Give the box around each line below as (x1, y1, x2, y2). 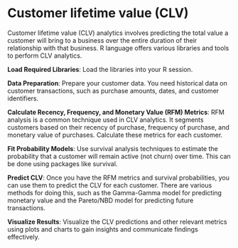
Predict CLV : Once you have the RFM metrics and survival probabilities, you (7, 173, 229, 182)
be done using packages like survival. (7, 159, 118, 168)
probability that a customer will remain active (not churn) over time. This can (7, 152, 231, 160)
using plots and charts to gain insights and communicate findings (7, 224, 199, 233)
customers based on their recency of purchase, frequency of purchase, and (7, 123, 229, 131)
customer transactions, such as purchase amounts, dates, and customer (7, 86, 220, 95)
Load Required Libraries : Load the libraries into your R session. (7, 65, 193, 73)
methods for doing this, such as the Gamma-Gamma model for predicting (7, 188, 222, 197)
